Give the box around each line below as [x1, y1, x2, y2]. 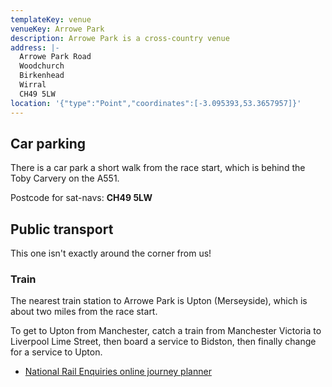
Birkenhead [19, 71, 65, 81]
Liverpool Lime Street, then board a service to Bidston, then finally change [10, 336, 317, 348]
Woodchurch [19, 61, 65, 71]
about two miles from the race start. [10, 306, 158, 318]
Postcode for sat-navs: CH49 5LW [10, 192, 153, 204]
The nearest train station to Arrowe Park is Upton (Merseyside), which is [10, 295, 308, 307]
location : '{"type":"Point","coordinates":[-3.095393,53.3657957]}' [10, 98, 302, 108]
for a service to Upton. [10, 346, 103, 358]
